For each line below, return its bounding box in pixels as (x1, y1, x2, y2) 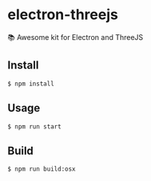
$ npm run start (7, 122, 62, 131)
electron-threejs (7, 6, 119, 24)
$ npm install (7, 80, 55, 88)
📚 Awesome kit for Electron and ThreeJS (7, 32, 144, 41)
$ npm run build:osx (7, 165, 77, 173)
